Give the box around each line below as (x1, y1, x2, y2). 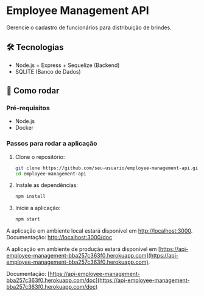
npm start (15, 216, 41, 222)
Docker (15, 124, 34, 132)
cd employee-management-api (15, 171, 86, 177)
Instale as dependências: (15, 181, 78, 189)
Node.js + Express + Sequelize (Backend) (15, 62, 120, 69)
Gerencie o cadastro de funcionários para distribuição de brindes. (6, 24, 172, 31)
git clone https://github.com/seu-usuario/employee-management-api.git (15, 165, 201, 171)
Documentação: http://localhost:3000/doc (6, 234, 113, 241)
